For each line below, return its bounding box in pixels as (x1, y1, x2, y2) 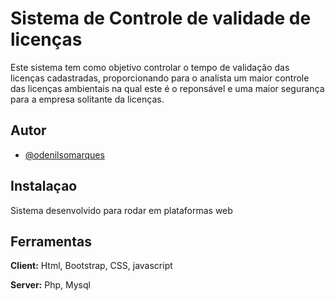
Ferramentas (10, 233, 92, 250)
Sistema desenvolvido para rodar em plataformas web (10, 204, 233, 216)
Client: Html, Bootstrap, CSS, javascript (10, 260, 173, 272)
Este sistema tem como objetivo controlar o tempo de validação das (10, 61, 290, 73)
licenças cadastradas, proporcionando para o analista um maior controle (10, 72, 310, 84)
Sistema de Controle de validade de (10, 7, 312, 30)
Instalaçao (10, 178, 78, 195)
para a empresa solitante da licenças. (10, 93, 165, 105)
